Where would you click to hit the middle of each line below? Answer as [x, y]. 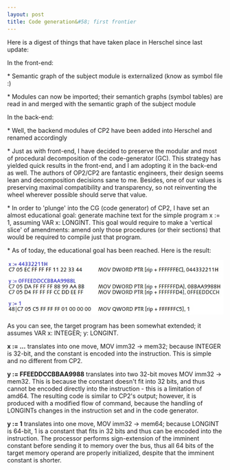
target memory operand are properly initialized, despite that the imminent [111, 453]
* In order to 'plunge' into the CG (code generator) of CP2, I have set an [108, 208]
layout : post [26, 14]
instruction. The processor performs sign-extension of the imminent [103, 438]
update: [18, 49]
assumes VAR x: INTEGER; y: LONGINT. [63, 333]
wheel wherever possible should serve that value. [77, 195]
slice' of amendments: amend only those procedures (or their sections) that [114, 230]
